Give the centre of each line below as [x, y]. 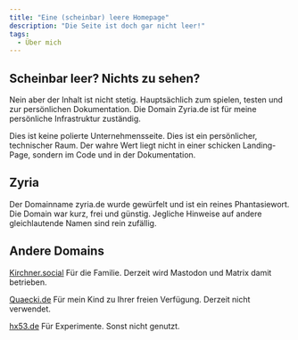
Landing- [259, 146]
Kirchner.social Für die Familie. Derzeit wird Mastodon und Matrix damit [141, 272]
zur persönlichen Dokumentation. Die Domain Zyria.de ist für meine [133, 109]
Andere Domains [57, 251]
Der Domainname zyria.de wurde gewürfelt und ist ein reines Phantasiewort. [149, 204]
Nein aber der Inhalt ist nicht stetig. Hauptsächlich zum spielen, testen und [146, 100]
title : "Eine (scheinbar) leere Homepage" [89, 17]
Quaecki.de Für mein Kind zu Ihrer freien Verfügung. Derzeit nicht [130, 299]
